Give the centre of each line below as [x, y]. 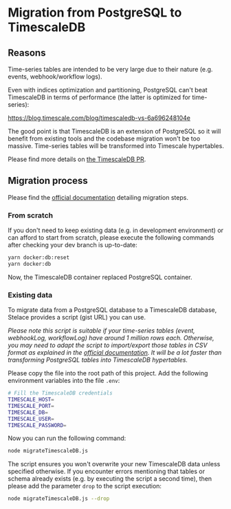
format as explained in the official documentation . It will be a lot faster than [115, 353]
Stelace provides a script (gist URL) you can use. [77, 318]
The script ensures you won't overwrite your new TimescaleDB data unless [114, 464]
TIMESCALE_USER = [31, 419]
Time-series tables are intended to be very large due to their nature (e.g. [110, 69]
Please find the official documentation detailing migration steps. [98, 197]
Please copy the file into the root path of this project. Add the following [108, 373]
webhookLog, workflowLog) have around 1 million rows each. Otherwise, [111, 338]
